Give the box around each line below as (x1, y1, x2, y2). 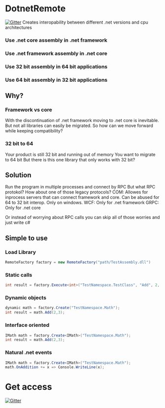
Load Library (5, 249, 36, 255)
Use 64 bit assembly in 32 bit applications (5, 76, 107, 83)
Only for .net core (5, 205, 41, 211)
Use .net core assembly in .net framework (5, 36, 107, 43)
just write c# (5, 220, 31, 225)
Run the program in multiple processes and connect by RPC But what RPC (5, 184, 156, 190)
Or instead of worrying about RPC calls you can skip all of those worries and (5, 215, 160, 220)
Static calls (5, 271, 33, 278)
